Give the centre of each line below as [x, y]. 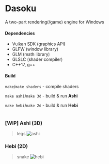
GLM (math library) [31, 55]
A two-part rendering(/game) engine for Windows [54, 22]
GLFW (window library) [35, 49]
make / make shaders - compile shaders [42, 87]
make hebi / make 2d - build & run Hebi [42, 106]
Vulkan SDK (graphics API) [39, 44]
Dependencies [20, 33]
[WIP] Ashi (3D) [24, 123]
